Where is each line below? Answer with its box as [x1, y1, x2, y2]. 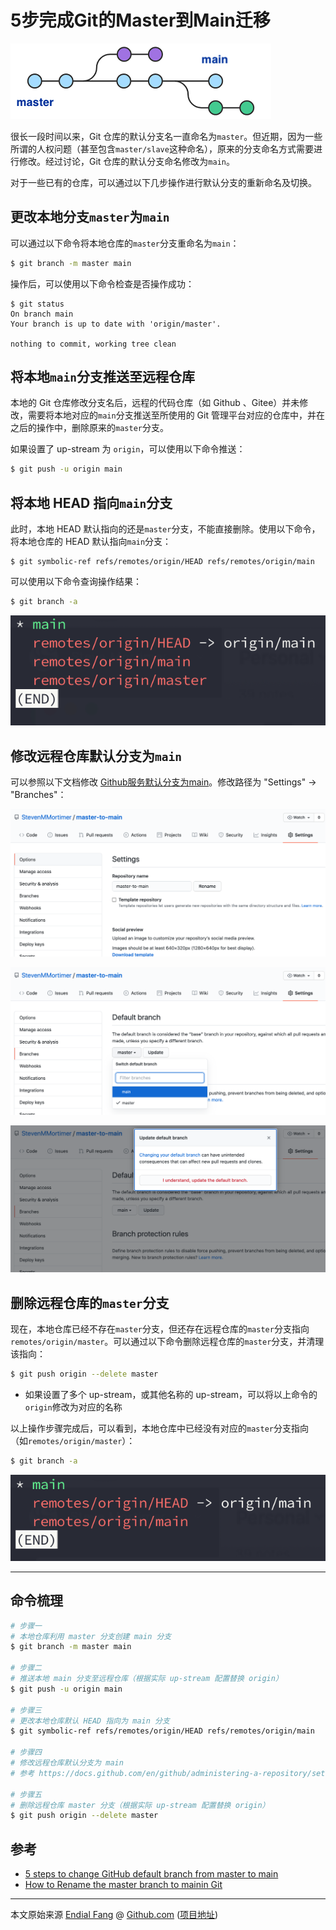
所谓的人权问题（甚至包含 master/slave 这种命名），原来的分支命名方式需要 [10, 142, 314, 155]
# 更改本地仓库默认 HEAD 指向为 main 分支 [10, 1716, 170, 1726]
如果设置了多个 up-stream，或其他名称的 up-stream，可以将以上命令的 [24, 1389, 318, 1401]
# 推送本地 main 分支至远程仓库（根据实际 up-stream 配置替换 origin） [10, 1674, 283, 1684]
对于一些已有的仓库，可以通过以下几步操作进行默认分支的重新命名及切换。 [10, 176, 317, 188]
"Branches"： [10, 789, 67, 801]
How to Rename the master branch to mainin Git [24, 1879, 223, 1891]
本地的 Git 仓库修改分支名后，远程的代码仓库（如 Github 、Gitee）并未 [10, 397, 300, 409]
